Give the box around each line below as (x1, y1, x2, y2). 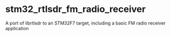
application (5, 25, 29, 31)
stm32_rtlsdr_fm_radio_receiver (5, 3, 146, 15)
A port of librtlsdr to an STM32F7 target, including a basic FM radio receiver (5, 20, 166, 26)
